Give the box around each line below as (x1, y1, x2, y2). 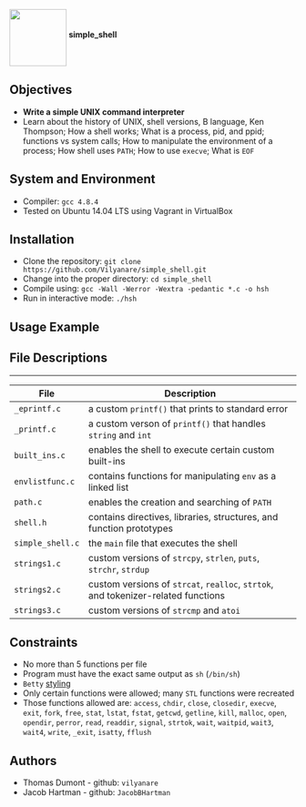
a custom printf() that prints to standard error (87, 402, 289, 414)
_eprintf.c (14, 403, 61, 414)
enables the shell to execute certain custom (87, 443, 275, 455)
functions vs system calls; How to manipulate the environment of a (22, 135, 273, 146)
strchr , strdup (87, 563, 150, 576)
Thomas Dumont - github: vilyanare (22, 777, 159, 788)
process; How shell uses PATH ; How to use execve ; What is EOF (22, 145, 255, 156)
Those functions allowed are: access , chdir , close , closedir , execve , (22, 698, 278, 709)
